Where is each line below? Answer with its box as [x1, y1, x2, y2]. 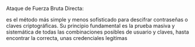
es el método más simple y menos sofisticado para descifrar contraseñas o [6, 16, 189, 23]
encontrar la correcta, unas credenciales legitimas [6, 35, 127, 41]
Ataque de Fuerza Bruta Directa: [6, 5, 84, 12]
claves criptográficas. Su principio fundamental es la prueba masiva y [6, 23, 175, 29]
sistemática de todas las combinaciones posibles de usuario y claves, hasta [6, 28, 189, 35]
